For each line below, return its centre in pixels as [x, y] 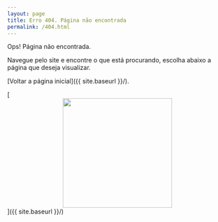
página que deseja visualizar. [49, 68]
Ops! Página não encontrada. [49, 47]
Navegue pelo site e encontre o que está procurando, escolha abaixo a [109, 60]
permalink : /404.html [39, 27]
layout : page [26, 14]
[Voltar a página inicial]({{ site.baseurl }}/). [68, 81]
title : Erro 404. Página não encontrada [67, 20]
